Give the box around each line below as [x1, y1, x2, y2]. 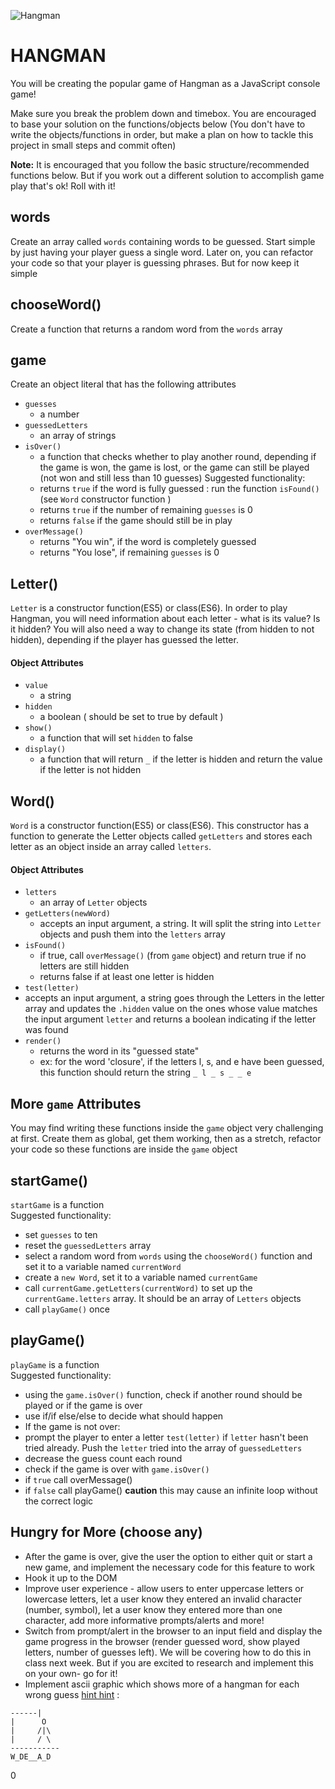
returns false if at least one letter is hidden [39, 971, 215, 983]
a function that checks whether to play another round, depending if [39, 451, 317, 463]
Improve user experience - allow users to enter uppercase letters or [24, 1582, 304, 1594]
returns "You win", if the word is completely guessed [39, 536, 257, 548]
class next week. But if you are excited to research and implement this [24, 1656, 314, 1669]
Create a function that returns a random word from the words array [10, 323, 283, 335]
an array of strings [39, 430, 117, 442]
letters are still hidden [39, 960, 130, 972]
